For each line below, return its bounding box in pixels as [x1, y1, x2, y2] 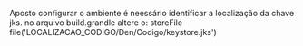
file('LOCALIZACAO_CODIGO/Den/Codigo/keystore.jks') [9, 27, 218, 37]
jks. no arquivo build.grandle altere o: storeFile [9, 17, 183, 28]
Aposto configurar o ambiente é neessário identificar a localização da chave [9, 8, 295, 18]
